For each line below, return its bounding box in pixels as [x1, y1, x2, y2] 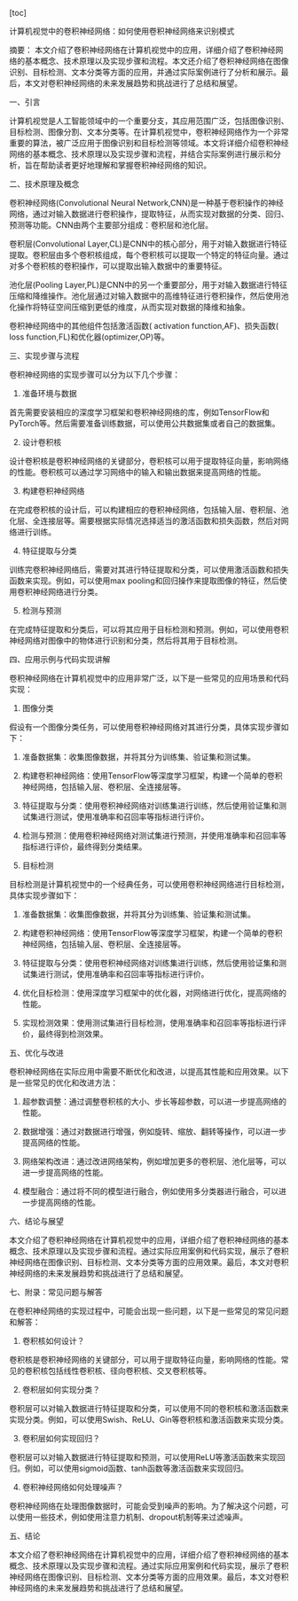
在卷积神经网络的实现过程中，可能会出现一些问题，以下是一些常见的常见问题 [9, 1306, 289, 1316]
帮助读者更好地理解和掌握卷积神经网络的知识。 [39, 160, 211, 170]
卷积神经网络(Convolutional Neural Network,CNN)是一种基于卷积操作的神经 [9, 198, 284, 207]
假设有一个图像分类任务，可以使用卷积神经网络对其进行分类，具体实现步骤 [9, 722, 281, 732]
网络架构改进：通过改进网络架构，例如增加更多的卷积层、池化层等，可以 [21, 1156, 286, 1167]
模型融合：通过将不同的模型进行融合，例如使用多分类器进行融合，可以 [21, 1186, 279, 1196]
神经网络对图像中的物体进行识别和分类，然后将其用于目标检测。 [9, 636, 242, 645]
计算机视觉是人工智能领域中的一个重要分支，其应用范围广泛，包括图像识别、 [9, 115, 289, 126]
